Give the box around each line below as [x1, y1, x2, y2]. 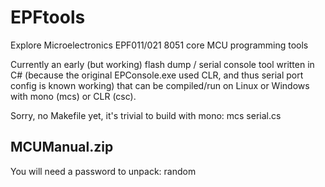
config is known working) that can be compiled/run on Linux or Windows [10, 79, 310, 91]
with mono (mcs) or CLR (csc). [10, 90, 137, 102]
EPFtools [10, 6, 86, 29]
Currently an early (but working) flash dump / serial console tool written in [10, 58, 315, 70]
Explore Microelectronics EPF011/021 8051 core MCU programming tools [10, 39, 309, 51]
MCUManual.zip [10, 139, 114, 156]
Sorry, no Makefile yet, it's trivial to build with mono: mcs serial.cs [10, 109, 282, 121]
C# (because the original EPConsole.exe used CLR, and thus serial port [10, 69, 304, 81]
